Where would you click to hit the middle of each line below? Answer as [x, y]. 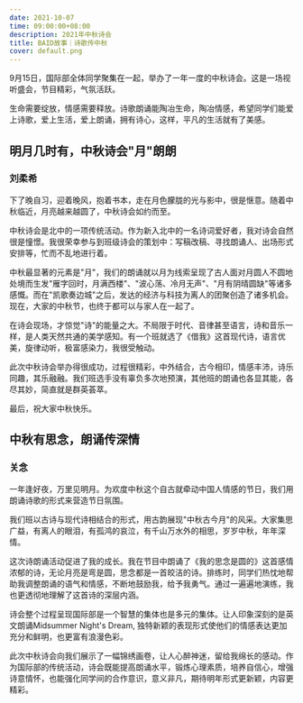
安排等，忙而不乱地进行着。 [61, 252]
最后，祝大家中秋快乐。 [53, 408]
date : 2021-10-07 [42, 18]
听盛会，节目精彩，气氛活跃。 [64, 89]
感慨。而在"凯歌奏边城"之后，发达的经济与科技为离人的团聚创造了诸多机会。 [151, 295]
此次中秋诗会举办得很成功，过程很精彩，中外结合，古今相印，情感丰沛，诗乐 [151, 367]
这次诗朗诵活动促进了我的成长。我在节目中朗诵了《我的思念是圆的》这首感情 [151, 561]
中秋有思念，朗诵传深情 [74, 439]
